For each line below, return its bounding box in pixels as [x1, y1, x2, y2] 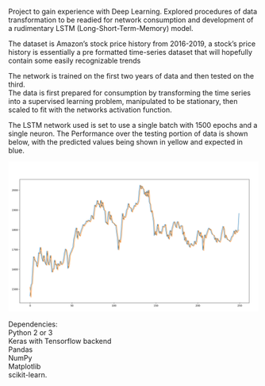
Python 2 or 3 [8, 328, 53, 338]
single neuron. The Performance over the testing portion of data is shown [8, 129, 248, 138]
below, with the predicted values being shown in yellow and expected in [8, 137, 244, 146]
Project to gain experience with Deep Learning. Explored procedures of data [8, 7, 258, 16]
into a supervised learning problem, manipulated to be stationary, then [8, 97, 238, 106]
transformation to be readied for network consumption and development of [8, 15, 254, 25]
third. [8, 79, 25, 89]
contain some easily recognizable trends [8, 56, 141, 65]
